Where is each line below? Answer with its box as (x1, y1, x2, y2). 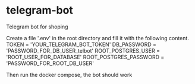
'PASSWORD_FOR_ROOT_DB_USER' (6, 60, 94, 67)
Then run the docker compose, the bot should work (6, 71, 133, 78)
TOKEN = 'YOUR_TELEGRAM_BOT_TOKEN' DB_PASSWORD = (6, 41, 156, 48)
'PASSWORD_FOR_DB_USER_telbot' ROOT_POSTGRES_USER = (6, 47, 161, 54)
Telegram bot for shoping (6, 23, 68, 30)
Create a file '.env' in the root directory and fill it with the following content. (6, 34, 189, 41)
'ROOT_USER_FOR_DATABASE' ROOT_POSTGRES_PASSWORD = (6, 53, 165, 60)
